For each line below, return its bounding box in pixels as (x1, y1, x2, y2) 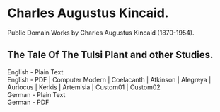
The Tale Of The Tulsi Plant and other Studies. (7, 49, 214, 61)
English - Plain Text (7, 67, 64, 76)
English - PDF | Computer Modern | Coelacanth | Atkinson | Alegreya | (7, 75, 212, 84)
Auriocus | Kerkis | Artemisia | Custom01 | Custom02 (7, 83, 161, 91)
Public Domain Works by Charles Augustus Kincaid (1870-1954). (7, 28, 195, 37)
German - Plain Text (7, 90, 66, 99)
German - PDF (7, 98, 50, 106)
